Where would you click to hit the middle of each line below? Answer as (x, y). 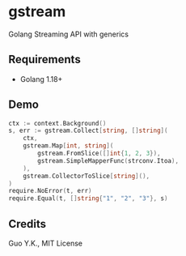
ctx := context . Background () (57, 123)
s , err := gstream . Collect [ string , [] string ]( (88, 131)
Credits (27, 224)
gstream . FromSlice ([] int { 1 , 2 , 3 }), (99, 154)
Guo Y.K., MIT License (46, 243)
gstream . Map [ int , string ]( (68, 146)
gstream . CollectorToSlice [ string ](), (87, 176)
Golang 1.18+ (41, 79)
